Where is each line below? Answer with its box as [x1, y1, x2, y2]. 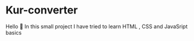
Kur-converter [5, 4, 78, 17]
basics [5, 29, 22, 36]
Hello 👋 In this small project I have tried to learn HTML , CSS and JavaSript [5, 23, 188, 30]
